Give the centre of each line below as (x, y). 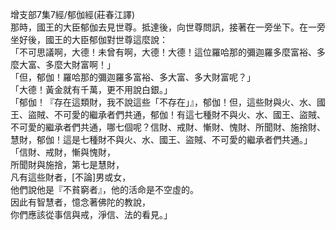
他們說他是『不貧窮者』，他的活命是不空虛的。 (104, 189)
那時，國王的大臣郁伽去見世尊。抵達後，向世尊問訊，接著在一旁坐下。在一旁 (168, 27)
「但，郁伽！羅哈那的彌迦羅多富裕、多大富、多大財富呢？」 (133, 77)
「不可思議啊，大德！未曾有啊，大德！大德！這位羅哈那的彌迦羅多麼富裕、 (163, 52)
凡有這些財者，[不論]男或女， (71, 177)
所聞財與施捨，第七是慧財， (67, 164)
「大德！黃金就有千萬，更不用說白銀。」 (91, 89)
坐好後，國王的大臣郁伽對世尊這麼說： (89, 39)
